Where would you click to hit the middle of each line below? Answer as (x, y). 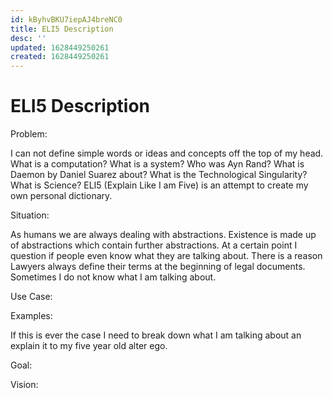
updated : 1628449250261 (60, 47)
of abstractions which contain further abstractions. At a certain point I (154, 245)
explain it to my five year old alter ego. (89, 346)
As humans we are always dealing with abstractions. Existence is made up (163, 235)
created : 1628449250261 (60, 57)
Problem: (29, 134)
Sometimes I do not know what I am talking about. (113, 277)
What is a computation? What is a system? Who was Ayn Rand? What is (157, 164)
